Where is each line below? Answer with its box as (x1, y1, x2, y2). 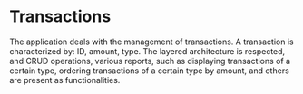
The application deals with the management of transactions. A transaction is (9, 36, 294, 47)
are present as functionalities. (9, 74, 121, 85)
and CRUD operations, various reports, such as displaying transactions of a (9, 55, 291, 66)
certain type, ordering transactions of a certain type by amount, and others (9, 65, 290, 76)
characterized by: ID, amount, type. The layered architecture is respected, (9, 45, 286, 56)
